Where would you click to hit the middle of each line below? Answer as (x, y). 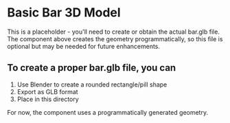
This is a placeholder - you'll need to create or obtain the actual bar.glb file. (113, 32)
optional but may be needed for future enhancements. (83, 46)
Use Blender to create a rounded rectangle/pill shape (92, 85)
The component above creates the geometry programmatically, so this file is (115, 38)
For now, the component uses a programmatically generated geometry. (107, 112)
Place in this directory (48, 99)
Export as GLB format (47, 91)
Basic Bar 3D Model (64, 13)
